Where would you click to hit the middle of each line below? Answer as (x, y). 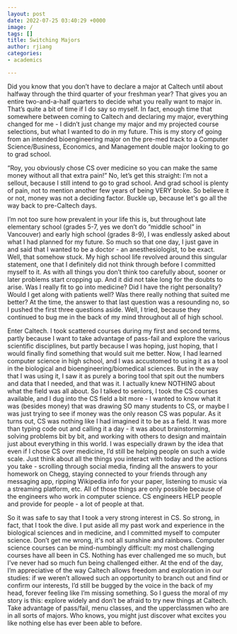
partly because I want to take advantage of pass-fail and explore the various (118, 338)
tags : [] (20, 34)
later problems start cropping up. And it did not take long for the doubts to (115, 279)
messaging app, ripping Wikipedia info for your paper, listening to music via (117, 481)
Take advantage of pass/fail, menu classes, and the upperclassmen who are (118, 608)
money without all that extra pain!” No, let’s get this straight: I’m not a (108, 175)
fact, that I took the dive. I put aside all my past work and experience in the (116, 525)
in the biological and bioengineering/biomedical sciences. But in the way (113, 368)
